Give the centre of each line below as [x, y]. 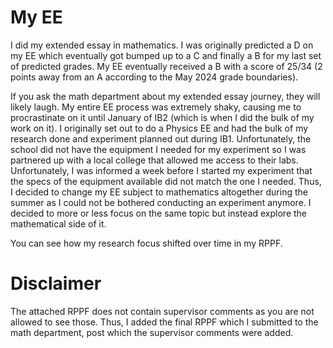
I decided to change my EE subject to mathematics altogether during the [159, 192]
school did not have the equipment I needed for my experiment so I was [158, 149]
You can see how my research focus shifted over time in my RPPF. [146, 243]
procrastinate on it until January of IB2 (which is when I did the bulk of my [162, 117]
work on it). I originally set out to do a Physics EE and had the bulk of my [159, 128]
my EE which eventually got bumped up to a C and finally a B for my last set [166, 55]
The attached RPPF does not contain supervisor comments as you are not [162, 311]
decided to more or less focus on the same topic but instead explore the [159, 213]
